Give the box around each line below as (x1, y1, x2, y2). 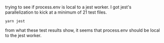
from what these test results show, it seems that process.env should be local (5, 27, 160, 33)
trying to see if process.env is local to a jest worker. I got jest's (5, 4, 132, 10)
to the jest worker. (5, 33, 42, 38)
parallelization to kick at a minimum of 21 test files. (5, 9, 107, 15)
